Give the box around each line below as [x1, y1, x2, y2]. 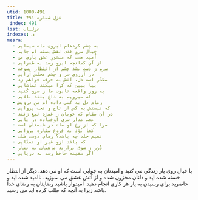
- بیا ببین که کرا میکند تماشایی [12, 83, 97, 89]
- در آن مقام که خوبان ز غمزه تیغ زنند [12, 111, 114, 117]
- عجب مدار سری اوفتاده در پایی [12, 116, 95, 122]
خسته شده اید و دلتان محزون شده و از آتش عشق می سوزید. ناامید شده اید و [7, 173, 181, 181]
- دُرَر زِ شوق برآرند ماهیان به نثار [12, 144, 103, 151]
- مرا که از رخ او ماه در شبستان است [12, 122, 108, 128]
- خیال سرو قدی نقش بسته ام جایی [12, 49, 97, 55]
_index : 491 [7, 20, 37, 26]
